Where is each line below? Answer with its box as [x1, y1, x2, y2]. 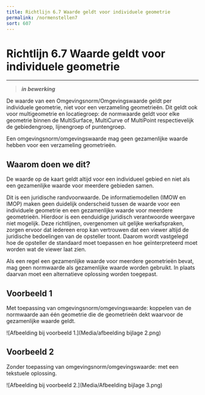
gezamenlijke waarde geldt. [6, 317, 76, 324]
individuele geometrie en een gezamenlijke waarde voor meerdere [6, 207, 173, 214]
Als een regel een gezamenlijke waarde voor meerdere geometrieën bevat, [6, 258, 194, 265]
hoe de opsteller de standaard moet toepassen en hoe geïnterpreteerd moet [6, 239, 198, 247]
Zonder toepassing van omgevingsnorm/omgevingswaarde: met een [6, 363, 179, 370]
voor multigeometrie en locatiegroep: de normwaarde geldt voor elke [6, 111, 180, 118]
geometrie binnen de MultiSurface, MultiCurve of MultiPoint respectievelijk [6, 117, 194, 124]
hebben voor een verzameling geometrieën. [6, 142, 117, 149]
